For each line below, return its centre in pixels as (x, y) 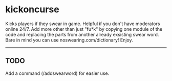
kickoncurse (33, 9)
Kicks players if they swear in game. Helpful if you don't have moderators (83, 24)
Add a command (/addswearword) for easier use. (57, 73)
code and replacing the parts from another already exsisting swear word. (82, 34)
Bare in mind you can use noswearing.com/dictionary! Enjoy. (69, 40)
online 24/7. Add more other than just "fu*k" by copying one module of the (84, 29)
